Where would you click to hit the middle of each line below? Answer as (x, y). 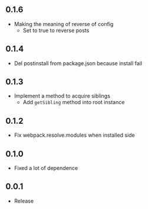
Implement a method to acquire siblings (62, 96)
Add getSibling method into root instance (74, 102)
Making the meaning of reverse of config (64, 24)
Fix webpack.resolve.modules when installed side (74, 135)
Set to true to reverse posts (56, 30)
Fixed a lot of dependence (46, 168)
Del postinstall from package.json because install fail (78, 63)
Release (24, 201)
